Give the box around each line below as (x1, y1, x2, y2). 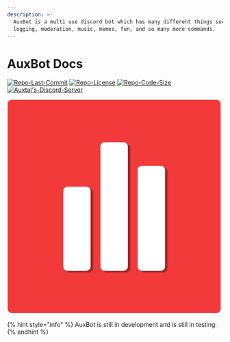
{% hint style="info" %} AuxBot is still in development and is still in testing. (7, 321, 218, 329)
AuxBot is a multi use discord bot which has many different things (13, 18, 213, 25)
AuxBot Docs (7, 56, 84, 71)
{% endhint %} (7, 328, 49, 336)
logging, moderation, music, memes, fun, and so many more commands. (13, 25, 216, 32)
